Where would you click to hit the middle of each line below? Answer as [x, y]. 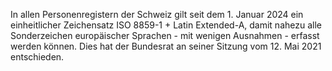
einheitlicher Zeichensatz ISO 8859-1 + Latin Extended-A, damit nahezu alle [166, 25]
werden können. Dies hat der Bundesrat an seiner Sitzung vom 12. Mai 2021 [166, 46]
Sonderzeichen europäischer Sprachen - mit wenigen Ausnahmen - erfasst [165, 35]
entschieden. [37, 57]
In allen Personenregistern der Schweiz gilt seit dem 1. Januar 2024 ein [157, 14]
